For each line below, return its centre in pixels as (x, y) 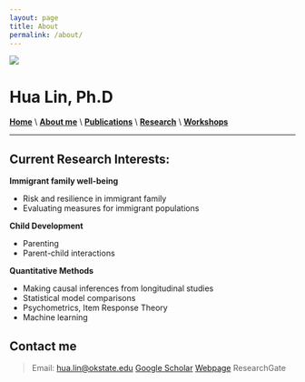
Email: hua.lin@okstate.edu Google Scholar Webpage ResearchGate (158, 367)
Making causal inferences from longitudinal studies (118, 288)
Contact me (43, 346)
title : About (34, 26)
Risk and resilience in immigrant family (94, 199)
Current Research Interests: (90, 159)
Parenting (40, 244)
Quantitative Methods (51, 271)
